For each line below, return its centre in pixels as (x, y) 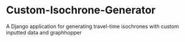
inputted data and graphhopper (44, 32)
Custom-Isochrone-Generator (81, 10)
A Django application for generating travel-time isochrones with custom (92, 26)
